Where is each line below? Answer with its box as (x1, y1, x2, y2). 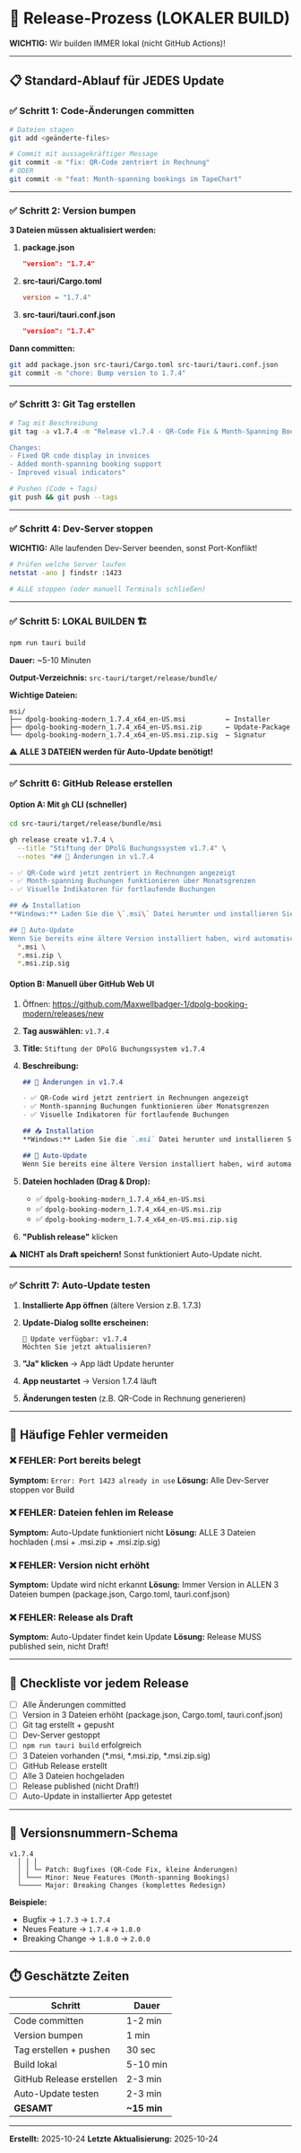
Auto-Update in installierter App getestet (21, 1790, 173, 1801)
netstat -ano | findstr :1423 (9, 569, 123, 578)
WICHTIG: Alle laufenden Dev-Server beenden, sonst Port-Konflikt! (9, 543, 258, 554)
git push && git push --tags (9, 493, 118, 502)
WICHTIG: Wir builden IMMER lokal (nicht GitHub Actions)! (9, 38, 226, 48)
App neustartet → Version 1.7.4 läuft (21, 1375, 158, 1386)
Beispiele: (9, 1896, 47, 1907)
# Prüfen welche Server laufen (9, 560, 126, 569)
